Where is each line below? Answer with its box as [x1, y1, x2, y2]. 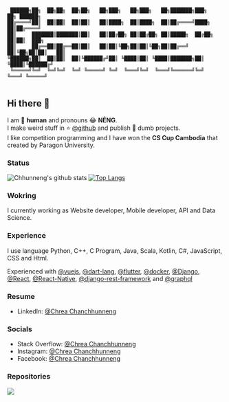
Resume [7, 291, 36, 301]
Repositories [7, 372, 51, 381]
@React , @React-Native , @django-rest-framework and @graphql [7, 274, 193, 282]
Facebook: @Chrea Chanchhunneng [17, 355, 120, 363]
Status [7, 158, 30, 168]
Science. [7, 214, 32, 222]
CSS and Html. [7, 254, 49, 262]
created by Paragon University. [7, 141, 95, 149]
